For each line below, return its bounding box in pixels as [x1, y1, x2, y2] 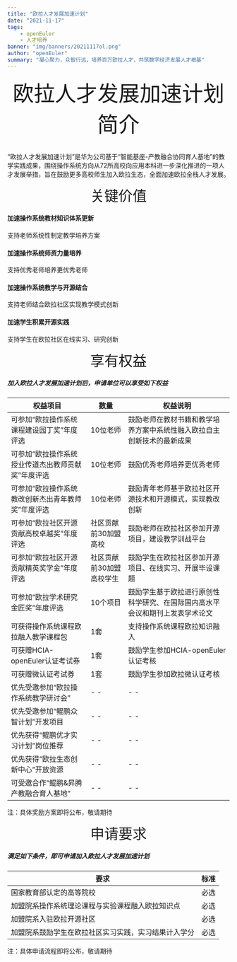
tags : [7, 23, 23, 30]
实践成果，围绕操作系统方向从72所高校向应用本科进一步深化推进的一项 [13, 161, 219, 170]
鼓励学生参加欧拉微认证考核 [128, 669, 220, 679]
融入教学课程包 [18, 632, 68, 642]
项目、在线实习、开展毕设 [128, 563, 213, 573]
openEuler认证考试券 [11, 656, 80, 666]
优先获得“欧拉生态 [11, 754, 71, 764]
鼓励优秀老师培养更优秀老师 [128, 459, 220, 469]
